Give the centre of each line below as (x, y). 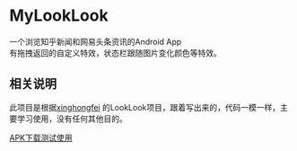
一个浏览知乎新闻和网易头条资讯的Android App (96, 41)
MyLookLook (59, 16)
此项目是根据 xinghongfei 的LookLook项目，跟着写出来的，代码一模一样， (145, 107)
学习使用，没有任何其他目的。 (72, 119)
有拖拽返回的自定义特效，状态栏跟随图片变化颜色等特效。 (115, 53)
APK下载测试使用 (41, 138)
